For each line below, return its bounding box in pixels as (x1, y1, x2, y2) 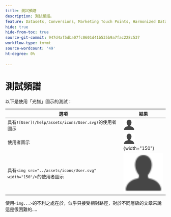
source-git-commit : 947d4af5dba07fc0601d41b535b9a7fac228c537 (5, 35, 140, 40)
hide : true (5, 24, 28, 30)
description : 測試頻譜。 (5, 13, 54, 19)
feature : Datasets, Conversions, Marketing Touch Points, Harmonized (5, 19, 156, 24)
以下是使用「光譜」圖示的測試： (5, 98, 72, 104)
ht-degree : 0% (5, 51, 36, 56)
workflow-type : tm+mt (5, 41, 51, 46)
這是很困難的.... (5, 206, 38, 212)
